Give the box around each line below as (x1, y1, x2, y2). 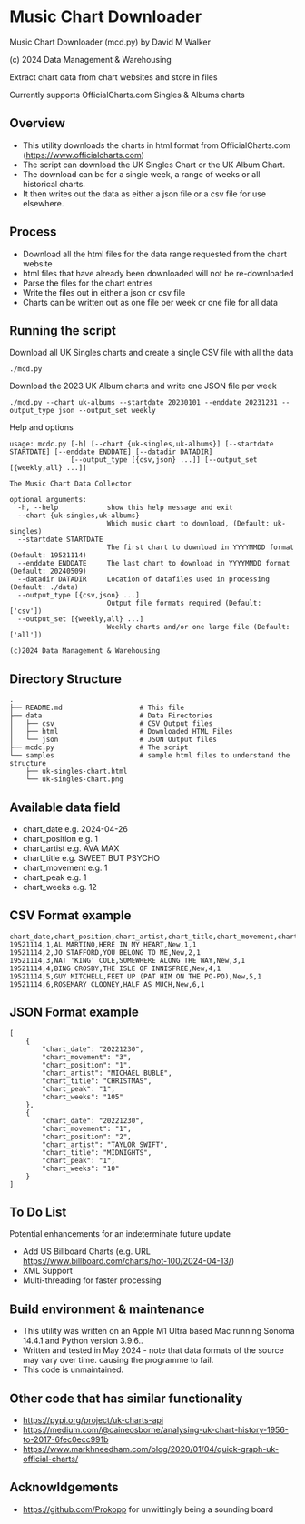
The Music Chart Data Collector (9, 479, 132, 488)
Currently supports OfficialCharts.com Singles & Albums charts (9, 89, 245, 100)
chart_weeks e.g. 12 (22, 882, 97, 892)
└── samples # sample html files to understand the (9, 751, 290, 760)
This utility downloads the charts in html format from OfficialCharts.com (22, 139, 291, 151)
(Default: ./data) (9, 583, 79, 592)
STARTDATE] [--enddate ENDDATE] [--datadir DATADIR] (9, 447, 213, 456)
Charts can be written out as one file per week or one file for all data (22, 296, 279, 307)
